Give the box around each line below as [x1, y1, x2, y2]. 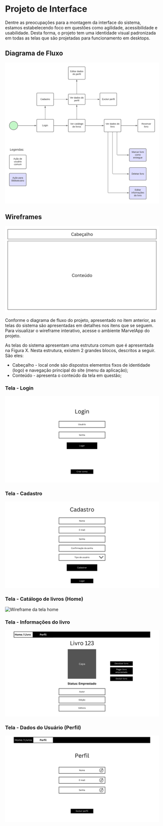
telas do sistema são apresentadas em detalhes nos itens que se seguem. [5, 323, 154, 329]
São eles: [5, 353, 24, 359]
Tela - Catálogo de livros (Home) [5, 595, 83, 602]
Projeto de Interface [5, 3, 87, 15]
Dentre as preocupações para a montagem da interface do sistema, [5, 20, 142, 25]
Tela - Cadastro [5, 490, 42, 497]
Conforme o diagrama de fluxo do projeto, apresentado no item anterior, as [5, 317, 156, 323]
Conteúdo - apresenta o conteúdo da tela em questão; [12, 373, 122, 378]
